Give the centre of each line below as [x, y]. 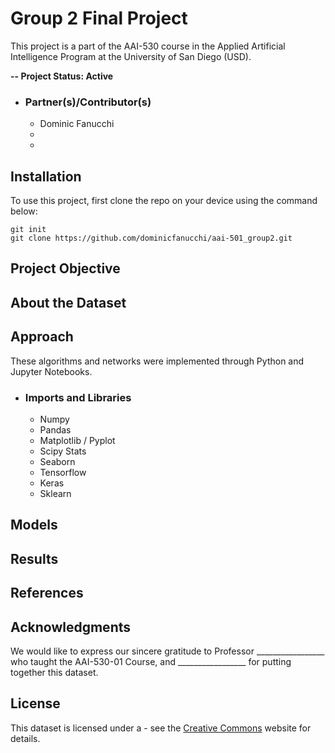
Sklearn [55, 493]
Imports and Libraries [78, 397]
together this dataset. [54, 672]
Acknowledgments [71, 627]
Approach [42, 337]
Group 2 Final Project [99, 18]
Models [34, 525]
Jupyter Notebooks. [51, 371]
